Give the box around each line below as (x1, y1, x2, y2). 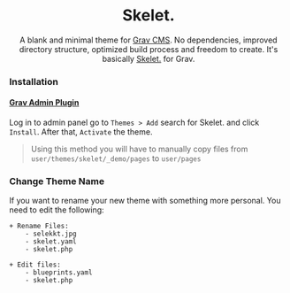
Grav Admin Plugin (9, 97, 80, 108)
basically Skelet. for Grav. (102, 53, 195, 64)
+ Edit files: (9, 260, 62, 270)
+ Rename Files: (9, 222, 69, 231)
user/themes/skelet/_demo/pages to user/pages (30, 153, 202, 164)
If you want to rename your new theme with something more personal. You (9, 196, 281, 206)
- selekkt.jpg (25, 229, 77, 239)
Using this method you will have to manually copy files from (30, 143, 248, 155)
